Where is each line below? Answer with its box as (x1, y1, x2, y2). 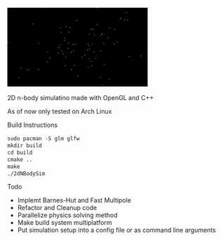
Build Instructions (7, 120, 58, 129)
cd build (7, 149, 33, 156)
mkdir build (7, 142, 42, 149)
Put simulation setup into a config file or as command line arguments (17, 226, 216, 234)
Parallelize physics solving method (17, 211, 118, 219)
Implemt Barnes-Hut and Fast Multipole (17, 196, 132, 204)
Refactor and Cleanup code (17, 204, 97, 212)
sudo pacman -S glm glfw (7, 135, 80, 142)
